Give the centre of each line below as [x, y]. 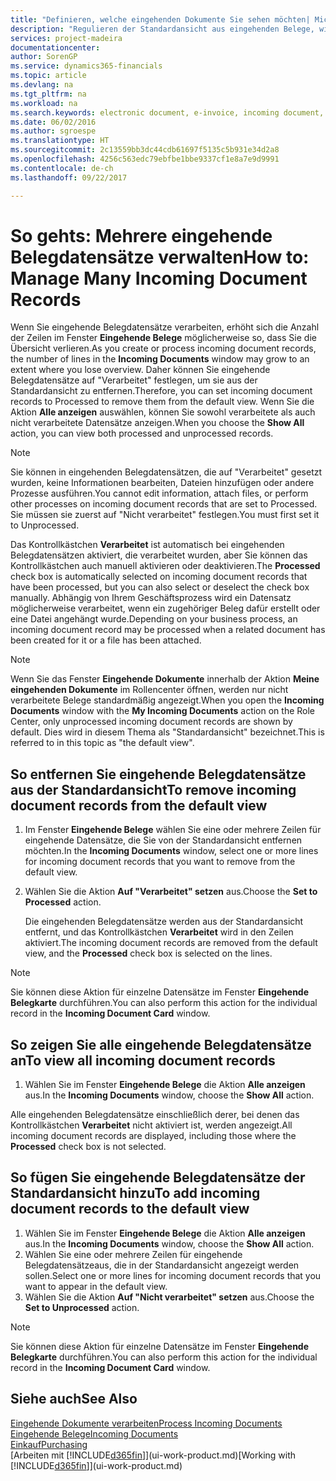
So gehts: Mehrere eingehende [141, 235]
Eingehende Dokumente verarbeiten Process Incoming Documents [146, 1423]
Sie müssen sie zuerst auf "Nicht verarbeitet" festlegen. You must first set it [165, 515]
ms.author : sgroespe [53, 131]
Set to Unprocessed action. [82, 1307]
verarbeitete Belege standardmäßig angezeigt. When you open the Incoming [167, 700]
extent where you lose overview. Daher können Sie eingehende [140, 370]
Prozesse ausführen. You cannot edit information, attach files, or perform [159, 493]
